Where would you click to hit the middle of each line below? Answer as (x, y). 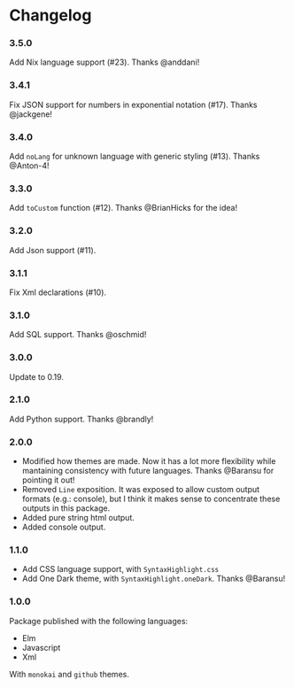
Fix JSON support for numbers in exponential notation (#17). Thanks (133, 104)
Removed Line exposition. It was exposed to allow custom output (140, 490)
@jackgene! (31, 114)
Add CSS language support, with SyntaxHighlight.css (120, 569)
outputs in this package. (66, 508)
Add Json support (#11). (53, 250)
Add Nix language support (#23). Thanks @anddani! (104, 62)
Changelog (50, 15)
